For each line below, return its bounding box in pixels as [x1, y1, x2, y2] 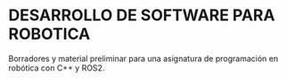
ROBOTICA [8, 24, 91, 44]
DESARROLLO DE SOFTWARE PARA [8, 5, 275, 26]
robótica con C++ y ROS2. [8, 63, 105, 73]
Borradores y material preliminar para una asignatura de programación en [8, 53, 278, 63]
